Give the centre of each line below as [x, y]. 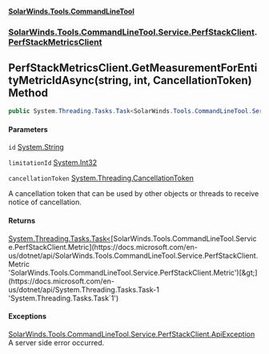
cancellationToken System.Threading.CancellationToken [101, 178]
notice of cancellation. [45, 202]
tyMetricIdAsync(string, [70, 80]
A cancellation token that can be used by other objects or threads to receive [134, 194]
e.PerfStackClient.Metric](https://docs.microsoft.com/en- [103, 247]
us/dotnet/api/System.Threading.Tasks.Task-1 [84, 289]
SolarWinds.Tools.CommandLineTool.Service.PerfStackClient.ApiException [132, 334]
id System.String [36, 147]
